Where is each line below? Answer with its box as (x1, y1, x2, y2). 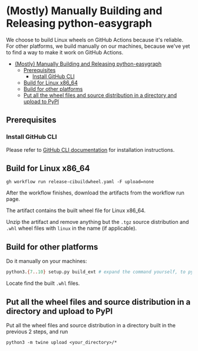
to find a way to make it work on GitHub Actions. (6, 48, 124, 56)
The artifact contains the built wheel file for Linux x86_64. (6, 207, 146, 214)
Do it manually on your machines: (6, 258, 87, 265)
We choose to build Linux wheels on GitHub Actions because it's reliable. (6, 36, 184, 43)
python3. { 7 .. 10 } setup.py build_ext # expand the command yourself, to (6, 269, 186, 275)
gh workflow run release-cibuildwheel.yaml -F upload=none (6, 179, 154, 185)
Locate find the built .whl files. (6, 279, 80, 287)
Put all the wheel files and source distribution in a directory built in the (6, 321, 176, 329)
